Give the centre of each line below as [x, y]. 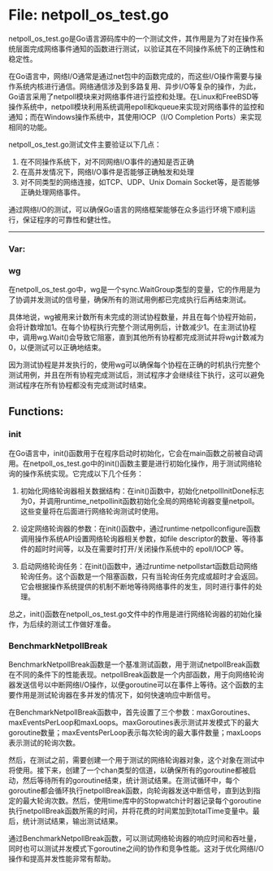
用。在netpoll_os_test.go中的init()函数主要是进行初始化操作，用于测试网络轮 [135, 463]
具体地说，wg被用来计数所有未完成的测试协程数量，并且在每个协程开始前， [134, 317]
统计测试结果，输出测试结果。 [72, 821]
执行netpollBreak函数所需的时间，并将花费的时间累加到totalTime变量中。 [131, 811]
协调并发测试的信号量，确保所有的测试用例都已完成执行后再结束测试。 [132, 300]
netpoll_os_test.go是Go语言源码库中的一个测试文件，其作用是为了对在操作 [132, 38]
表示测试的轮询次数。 [44, 743]
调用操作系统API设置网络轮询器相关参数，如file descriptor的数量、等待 [138, 538]
